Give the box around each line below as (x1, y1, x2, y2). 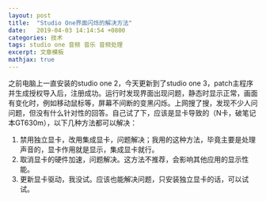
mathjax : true (8, 56, 55, 64)
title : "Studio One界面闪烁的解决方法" (8, 19, 133, 27)
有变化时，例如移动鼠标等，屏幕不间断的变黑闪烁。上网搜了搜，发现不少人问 (8, 98, 258, 108)
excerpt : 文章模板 (8, 48, 65, 56)
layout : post (8, 11, 51, 20)
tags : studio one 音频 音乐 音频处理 (8, 41, 123, 49)
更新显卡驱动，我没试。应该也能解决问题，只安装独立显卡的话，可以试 (19, 174, 249, 184)
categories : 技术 (8, 33, 63, 42)
